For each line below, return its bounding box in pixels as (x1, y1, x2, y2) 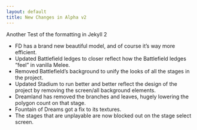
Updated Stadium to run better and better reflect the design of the (14, 80, 177, 87)
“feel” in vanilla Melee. (14, 61, 70, 69)
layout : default (6, 8, 47, 15)
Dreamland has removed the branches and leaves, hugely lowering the (14, 93, 189, 100)
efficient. (14, 48, 37, 55)
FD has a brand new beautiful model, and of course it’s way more (14, 42, 176, 49)
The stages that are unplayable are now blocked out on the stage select (14, 112, 192, 119)
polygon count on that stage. (14, 99, 86, 106)
